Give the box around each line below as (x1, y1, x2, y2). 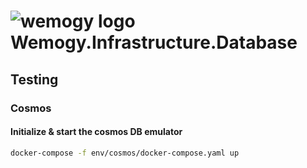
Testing (10, 71, 59, 88)
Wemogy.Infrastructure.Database (10, 31, 298, 54)
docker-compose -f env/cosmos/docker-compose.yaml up (10, 148, 240, 158)
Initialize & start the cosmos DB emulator (10, 126, 183, 138)
